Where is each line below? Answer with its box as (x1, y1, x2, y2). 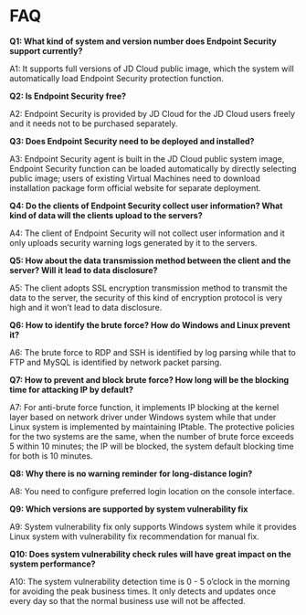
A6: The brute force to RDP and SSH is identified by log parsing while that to (9, 346, 297, 357)
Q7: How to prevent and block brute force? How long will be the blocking (9, 374, 290, 385)
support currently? (9, 45, 83, 56)
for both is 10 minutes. (9, 450, 93, 461)
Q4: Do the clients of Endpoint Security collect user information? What (9, 200, 283, 211)
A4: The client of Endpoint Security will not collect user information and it (9, 228, 285, 239)
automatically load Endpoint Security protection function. (9, 72, 224, 83)
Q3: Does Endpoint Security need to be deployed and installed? (9, 135, 255, 146)
